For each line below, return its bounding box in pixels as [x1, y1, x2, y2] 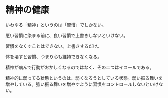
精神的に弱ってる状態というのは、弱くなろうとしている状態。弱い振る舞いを [5, 75, 163, 81]
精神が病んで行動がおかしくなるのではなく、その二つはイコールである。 [5, 64, 154, 70]
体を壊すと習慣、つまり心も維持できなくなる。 [5, 53, 102, 60]
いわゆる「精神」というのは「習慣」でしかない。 [5, 22, 106, 28]
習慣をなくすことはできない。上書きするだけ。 [5, 43, 102, 49]
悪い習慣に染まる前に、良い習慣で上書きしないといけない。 [5, 32, 128, 38]
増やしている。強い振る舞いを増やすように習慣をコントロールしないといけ [5, 81, 159, 87]
